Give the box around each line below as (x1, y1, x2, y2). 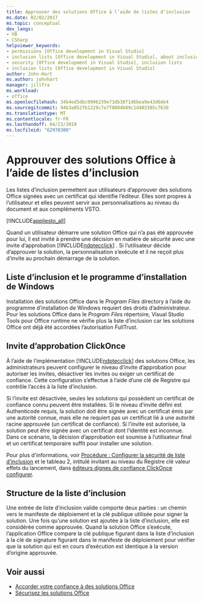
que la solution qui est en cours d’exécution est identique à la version (6, 543, 178, 550)
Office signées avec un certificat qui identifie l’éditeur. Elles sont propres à (6, 192, 192, 200)
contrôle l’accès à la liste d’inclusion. (6, 383, 98, 390)
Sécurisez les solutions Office (14, 589, 89, 597)
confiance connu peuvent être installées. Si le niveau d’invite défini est (6, 401, 182, 408)
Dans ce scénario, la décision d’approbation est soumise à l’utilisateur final (6, 433, 192, 440)
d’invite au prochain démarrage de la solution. (6, 254, 121, 262)
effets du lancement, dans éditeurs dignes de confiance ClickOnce (6, 464, 173, 471)
